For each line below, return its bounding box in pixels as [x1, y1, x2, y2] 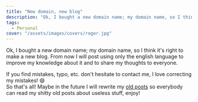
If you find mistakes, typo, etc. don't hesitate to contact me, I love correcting [6, 71, 192, 78]
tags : [6, 19, 19, 25]
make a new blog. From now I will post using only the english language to [6, 53, 184, 60]
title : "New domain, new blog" [6, 8, 83, 15]
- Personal [11, 25, 38, 31]
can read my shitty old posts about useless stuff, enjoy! [6, 90, 140, 97]
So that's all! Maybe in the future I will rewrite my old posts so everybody [6, 83, 183, 90]
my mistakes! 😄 [6, 77, 45, 84]
